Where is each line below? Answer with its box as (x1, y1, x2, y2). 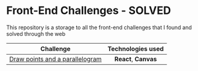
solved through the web (6, 30, 65, 37)
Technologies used (107, 44, 164, 53)
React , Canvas (114, 55, 157, 63)
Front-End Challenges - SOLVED (6, 4, 171, 18)
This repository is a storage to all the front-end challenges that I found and (6, 24, 192, 31)
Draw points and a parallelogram (9, 55, 102, 63)
